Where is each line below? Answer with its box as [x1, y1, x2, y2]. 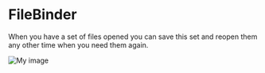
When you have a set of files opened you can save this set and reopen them [8, 32, 258, 41]
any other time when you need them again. [8, 40, 149, 49]
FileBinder [8, 6, 77, 24]
